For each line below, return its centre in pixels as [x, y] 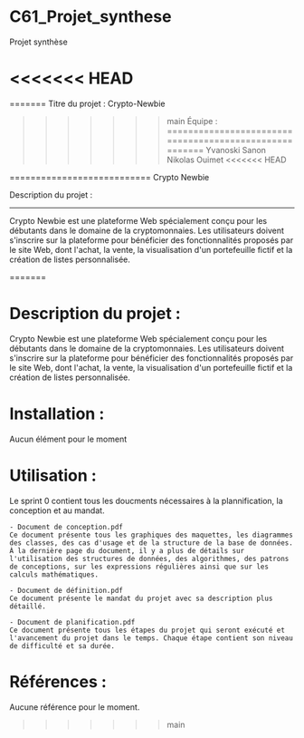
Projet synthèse [38, 42]
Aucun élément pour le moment [68, 439]
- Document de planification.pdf [72, 622]
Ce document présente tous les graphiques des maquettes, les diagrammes [152, 535]
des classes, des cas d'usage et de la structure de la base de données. [152, 543]
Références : [58, 681]
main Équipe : [192, 121]
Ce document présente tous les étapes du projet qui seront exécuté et [147, 630]
